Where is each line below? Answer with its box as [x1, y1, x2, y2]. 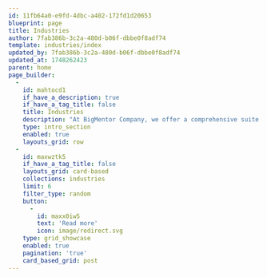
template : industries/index [8, 42, 102, 49]
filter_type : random [22, 189, 91, 198]
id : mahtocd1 [22, 85, 66, 94]
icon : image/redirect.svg [37, 227, 124, 235]
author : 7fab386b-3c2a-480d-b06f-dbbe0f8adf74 [8, 34, 166, 42]
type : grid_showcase [22, 235, 91, 243]
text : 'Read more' [37, 220, 98, 228]
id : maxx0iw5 [37, 212, 81, 220]
